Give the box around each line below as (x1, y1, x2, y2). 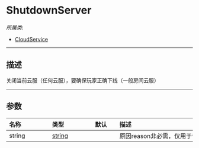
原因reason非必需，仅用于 (119, 131, 192, 140)
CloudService (14, 36, 49, 43)
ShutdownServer (6, 4, 92, 17)
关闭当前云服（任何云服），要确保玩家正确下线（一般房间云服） (6, 76, 159, 83)
